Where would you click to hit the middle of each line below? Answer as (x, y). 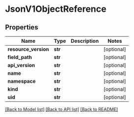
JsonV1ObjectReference (56, 9)
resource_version (28, 49)
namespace (22, 81)
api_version (21, 65)
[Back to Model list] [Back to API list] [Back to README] (62, 109)
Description (85, 41)
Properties (22, 27)
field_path (20, 57)
